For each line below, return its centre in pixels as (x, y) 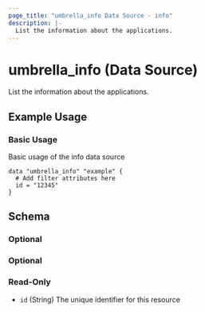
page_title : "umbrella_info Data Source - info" (91, 16)
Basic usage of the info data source (67, 157)
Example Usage (48, 117)
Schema (29, 217)
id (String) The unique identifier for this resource (100, 299)
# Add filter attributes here (65, 178)
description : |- (35, 23)
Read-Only (30, 282)
